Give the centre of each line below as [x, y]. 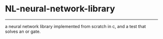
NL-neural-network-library [60, 9]
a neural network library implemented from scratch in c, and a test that [76, 26]
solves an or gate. [23, 31]
